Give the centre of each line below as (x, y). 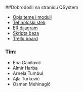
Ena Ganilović (27, 63)
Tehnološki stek (29, 22)
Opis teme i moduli (32, 17)
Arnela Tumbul (28, 73)
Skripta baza (26, 33)
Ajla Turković (26, 79)
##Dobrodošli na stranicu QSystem (42, 7)
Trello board (25, 38)
